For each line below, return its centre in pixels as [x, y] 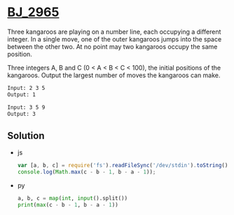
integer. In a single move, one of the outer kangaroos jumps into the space [115, 39]
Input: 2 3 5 [26, 88]
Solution [26, 135]
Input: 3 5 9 [26, 107]
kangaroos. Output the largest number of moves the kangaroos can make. [114, 75]
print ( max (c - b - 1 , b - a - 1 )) [68, 204]
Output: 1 [22, 95]
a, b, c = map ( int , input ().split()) [73, 198]
